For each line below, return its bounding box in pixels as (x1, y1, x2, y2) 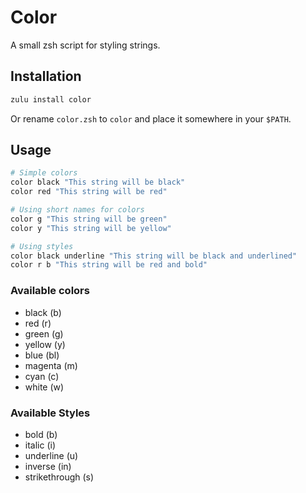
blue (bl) (24, 349, 60, 361)
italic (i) (24, 439, 57, 451)
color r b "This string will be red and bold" (10, 260, 208, 270)
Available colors (10, 284, 90, 298)
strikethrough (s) (24, 471, 95, 483)
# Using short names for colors (10, 205, 145, 215)
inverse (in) (24, 460, 72, 472)
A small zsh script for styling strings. (10, 39, 161, 51)
